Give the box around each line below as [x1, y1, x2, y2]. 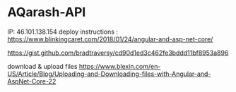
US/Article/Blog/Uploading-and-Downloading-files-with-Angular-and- [7, 70, 211, 78]
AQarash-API [7, 4, 86, 20]
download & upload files [7, 62, 78, 70]
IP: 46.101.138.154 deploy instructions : [7, 27, 119, 36]
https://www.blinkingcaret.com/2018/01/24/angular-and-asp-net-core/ [7, 34, 213, 43]
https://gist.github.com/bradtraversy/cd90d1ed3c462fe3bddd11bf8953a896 [7, 48, 229, 57]
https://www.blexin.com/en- [78, 62, 161, 70]
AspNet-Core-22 [7, 77, 57, 85]
